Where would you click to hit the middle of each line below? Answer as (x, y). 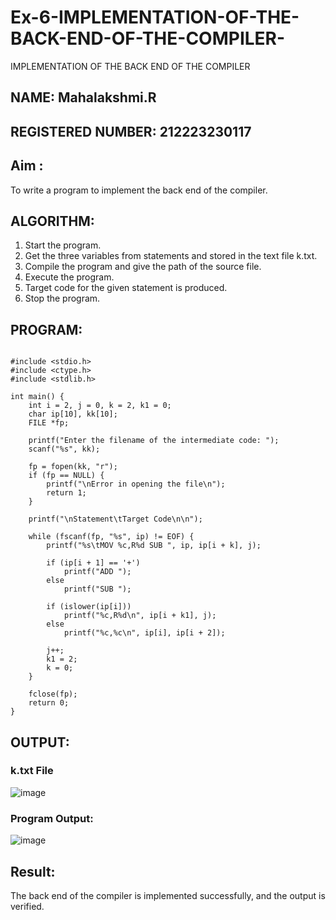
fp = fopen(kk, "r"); (73, 467)
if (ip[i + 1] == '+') (93, 563)
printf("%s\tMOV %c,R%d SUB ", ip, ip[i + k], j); (154, 546)
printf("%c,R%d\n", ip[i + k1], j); (140, 616)
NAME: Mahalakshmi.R (83, 97)
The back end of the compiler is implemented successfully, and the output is (168, 895)
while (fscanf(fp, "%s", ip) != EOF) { (111, 537)
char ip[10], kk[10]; (73, 414)
